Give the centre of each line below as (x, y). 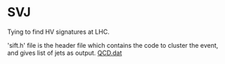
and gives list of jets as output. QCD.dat (65, 53)
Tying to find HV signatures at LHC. (59, 32)
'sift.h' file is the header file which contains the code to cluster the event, (113, 45)
